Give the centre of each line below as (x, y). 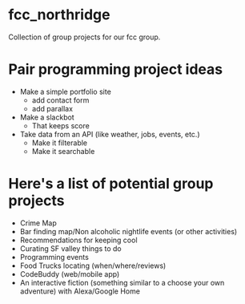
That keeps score (60, 125)
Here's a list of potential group (111, 184)
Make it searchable (63, 151)
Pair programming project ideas (115, 69)
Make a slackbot (47, 117)
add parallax (52, 108)
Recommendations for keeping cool (78, 240)
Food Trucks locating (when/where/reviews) (93, 265)
